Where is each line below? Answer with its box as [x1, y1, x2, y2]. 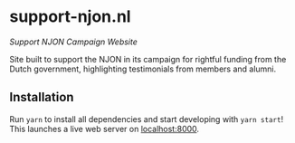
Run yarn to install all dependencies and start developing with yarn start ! [9, 113, 283, 124]
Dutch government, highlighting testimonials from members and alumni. [9, 63, 277, 74]
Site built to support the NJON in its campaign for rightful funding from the [9, 53, 287, 64]
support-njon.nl [9, 6, 131, 27]
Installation [9, 90, 74, 105]
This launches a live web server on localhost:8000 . [9, 123, 200, 134]
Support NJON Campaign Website [9, 36, 138, 47]
